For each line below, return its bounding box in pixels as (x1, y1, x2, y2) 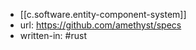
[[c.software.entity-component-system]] (19, 9, 187, 20)
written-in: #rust (19, 30, 87, 41)
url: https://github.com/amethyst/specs (19, 19, 182, 31)
